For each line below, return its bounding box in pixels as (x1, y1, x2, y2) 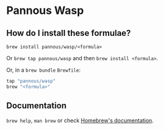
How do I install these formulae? (6, 28, 131, 38)
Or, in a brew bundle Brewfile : (6, 66, 81, 74)
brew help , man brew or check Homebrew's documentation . (6, 117, 154, 124)
